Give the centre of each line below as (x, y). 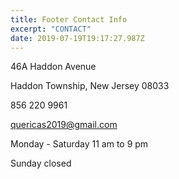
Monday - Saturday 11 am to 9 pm (79, 144)
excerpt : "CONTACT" (51, 29)
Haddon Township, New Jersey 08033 (90, 86)
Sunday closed (41, 163)
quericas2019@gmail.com (64, 125)
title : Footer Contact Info (69, 19)
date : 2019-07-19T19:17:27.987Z (77, 38)
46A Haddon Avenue (53, 67)
